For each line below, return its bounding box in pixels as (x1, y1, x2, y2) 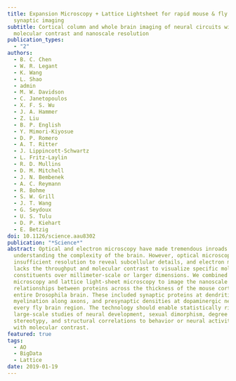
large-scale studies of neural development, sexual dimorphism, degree (13, 311, 228, 318)
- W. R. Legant (13, 63, 58, 70)
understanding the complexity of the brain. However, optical (13, 252, 199, 259)
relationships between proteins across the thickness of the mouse (13, 285, 216, 292)
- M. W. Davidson (13, 89, 65, 96)
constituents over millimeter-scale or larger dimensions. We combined (13, 271, 228, 278)
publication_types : (7, 37, 65, 44)
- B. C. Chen (13, 56, 52, 63)
